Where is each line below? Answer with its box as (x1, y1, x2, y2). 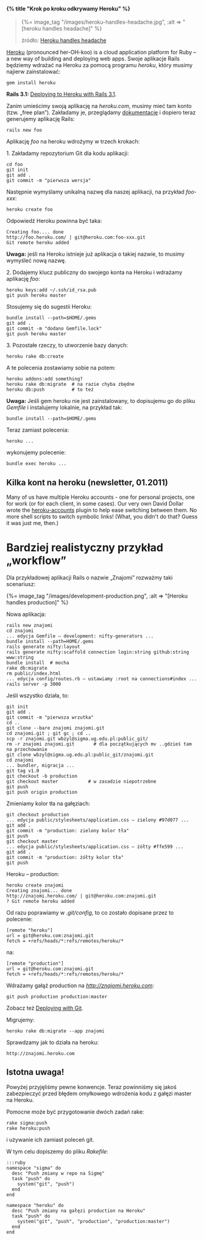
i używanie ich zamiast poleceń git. (6, 1136, 94, 1143)
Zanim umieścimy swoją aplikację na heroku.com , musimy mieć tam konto (6, 103, 192, 110)
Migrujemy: (6, 1016, 35, 1023)
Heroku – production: (6, 870, 60, 877)
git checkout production (6, 811, 69, 818)
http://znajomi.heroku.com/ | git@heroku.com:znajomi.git (6, 893, 157, 899)
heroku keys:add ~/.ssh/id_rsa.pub (6, 287, 97, 293)
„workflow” (6, 554, 67, 568)
